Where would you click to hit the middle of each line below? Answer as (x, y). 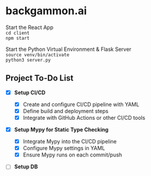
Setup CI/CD (30, 92)
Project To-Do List (39, 78)
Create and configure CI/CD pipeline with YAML (81, 104)
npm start (18, 38)
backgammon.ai (46, 11)
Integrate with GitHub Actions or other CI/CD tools (84, 117)
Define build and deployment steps (66, 111)
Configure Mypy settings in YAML (64, 148)
